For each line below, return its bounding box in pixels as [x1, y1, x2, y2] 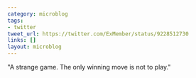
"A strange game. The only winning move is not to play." [7, 63, 171, 71]
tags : [7, 17, 23, 24]
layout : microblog [7, 43, 62, 50]
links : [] [7, 37, 37, 44]
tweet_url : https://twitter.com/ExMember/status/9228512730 [7, 30, 190, 38]
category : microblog [7, 10, 69, 18]
